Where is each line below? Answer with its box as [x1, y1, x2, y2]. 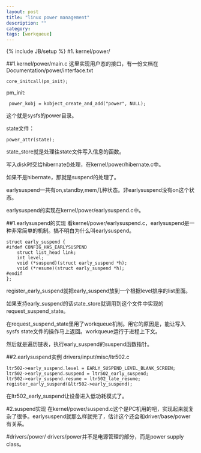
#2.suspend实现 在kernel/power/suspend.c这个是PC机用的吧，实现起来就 [6, 405, 189, 413]
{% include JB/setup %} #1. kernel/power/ [6, 48, 110, 55]
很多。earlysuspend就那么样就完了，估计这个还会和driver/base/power [16, 413, 191, 420]
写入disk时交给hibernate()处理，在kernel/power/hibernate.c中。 [6, 161, 164, 168]
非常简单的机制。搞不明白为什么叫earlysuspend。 [11, 227, 135, 235]
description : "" [6, 20, 47, 26]
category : [6, 25, 31, 32]
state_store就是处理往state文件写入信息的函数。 [6, 148, 125, 155]
